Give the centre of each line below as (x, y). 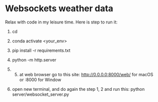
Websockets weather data (59, 9)
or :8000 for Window (40, 80)
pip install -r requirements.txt (41, 50)
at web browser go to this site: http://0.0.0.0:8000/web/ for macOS (86, 74)
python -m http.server (34, 60)
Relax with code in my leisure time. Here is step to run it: (61, 22)
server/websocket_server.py (41, 94)
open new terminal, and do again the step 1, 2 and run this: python (78, 89)
